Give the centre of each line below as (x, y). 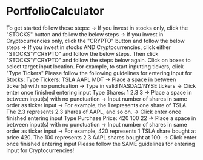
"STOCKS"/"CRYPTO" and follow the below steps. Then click (82, 53)
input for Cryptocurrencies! (40, 150)
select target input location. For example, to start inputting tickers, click (95, 66)
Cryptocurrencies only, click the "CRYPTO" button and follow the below (95, 41)
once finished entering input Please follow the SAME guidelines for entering (101, 144)
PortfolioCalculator (55, 11)
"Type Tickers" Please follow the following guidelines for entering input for (99, 73)
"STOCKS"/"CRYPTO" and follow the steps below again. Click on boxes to (98, 60)
